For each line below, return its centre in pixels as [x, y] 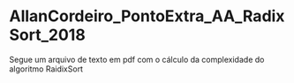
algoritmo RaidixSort [46, 69]
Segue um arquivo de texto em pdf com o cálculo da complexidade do [137, 59]
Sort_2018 [47, 35]
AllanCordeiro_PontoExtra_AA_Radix [147, 16]
